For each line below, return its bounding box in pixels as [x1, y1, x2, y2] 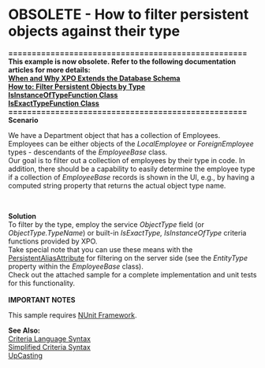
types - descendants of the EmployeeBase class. [8, 147, 168, 157]
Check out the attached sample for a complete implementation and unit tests [8, 269, 257, 279]
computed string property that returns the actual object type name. [8, 180, 226, 190]
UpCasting [8, 351, 43, 360]
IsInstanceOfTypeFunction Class [8, 90, 118, 99]
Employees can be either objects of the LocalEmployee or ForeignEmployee [8, 139, 254, 148]
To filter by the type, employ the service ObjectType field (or [8, 219, 205, 229]
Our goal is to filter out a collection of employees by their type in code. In [8, 155, 245, 165]
